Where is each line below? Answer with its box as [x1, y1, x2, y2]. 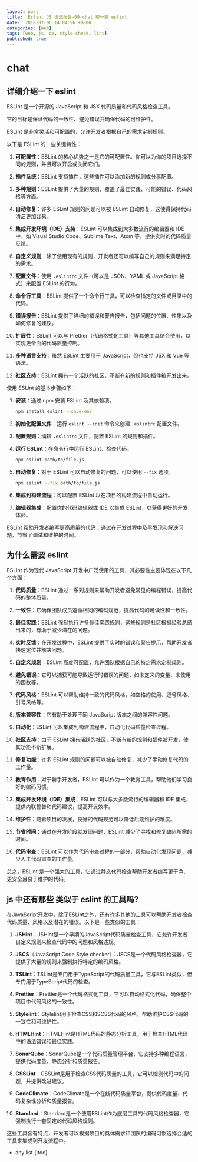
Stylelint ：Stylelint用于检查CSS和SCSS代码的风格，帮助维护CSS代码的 [15, 1011, 189, 1018]
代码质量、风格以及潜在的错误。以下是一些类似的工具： [6, 919, 141, 926]
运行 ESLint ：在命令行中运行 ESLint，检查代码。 [15, 445, 132, 452]
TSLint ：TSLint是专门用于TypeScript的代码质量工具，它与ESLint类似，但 [15, 970, 193, 978]
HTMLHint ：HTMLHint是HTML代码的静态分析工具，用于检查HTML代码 [15, 1031, 188, 1038]
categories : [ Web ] [6, 25, 52, 31]
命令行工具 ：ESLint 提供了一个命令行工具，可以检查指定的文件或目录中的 [15, 292, 193, 299]
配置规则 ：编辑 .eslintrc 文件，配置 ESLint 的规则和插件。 [15, 433, 159, 440]
